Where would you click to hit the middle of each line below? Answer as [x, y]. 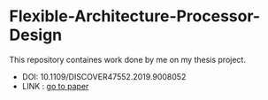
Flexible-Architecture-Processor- [135, 16]
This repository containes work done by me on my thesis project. [127, 59]
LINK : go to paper [55, 86]
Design [36, 35]
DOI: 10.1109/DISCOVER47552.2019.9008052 [104, 76]
